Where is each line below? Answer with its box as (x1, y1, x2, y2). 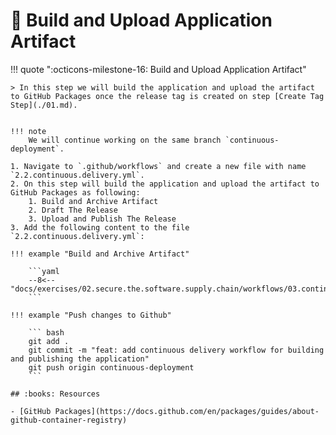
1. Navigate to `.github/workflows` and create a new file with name (10, 161, 307, 171)
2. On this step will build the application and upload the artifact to (10, 179, 320, 189)
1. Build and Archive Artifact (28, 196, 159, 206)
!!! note (10, 126, 47, 136)
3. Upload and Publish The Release (28, 214, 177, 224)
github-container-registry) (10, 415, 128, 425)
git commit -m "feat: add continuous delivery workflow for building (28, 345, 325, 355)
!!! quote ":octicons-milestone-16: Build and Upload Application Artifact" (10, 63, 307, 75)
